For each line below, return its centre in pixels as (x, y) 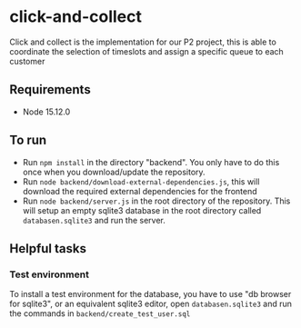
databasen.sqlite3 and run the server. (94, 220)
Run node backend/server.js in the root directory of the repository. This (156, 201)
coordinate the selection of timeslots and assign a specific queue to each (146, 51)
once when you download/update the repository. (114, 172)
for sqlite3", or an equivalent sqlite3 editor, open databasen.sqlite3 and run (151, 304)
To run (28, 140)
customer (27, 61)
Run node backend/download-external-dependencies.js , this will (141, 181)
